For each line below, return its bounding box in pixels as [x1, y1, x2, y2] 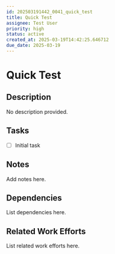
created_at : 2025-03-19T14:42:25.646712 [6, 37, 110, 43]
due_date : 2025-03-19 [6, 43, 61, 49]
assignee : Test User [6, 20, 58, 26]
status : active [6, 31, 45, 37]
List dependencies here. [6, 209, 66, 216]
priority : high [6, 25, 45, 32]
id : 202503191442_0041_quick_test [6, 8, 93, 15]
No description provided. [6, 108, 68, 115]
